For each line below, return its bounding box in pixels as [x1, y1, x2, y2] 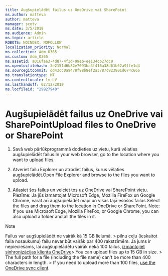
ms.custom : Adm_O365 [5, 54, 49, 59]
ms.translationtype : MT [5, 73, 55, 78]
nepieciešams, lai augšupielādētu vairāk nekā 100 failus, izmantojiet [5, 244, 145, 250]
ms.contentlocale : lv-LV [5, 77, 57, 82]
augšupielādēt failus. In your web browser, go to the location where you [12, 152, 159, 158]
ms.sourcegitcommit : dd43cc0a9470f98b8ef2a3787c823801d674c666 [5, 68, 140, 73]
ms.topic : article [5, 36, 44, 41]
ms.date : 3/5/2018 [5, 26, 44, 31]
